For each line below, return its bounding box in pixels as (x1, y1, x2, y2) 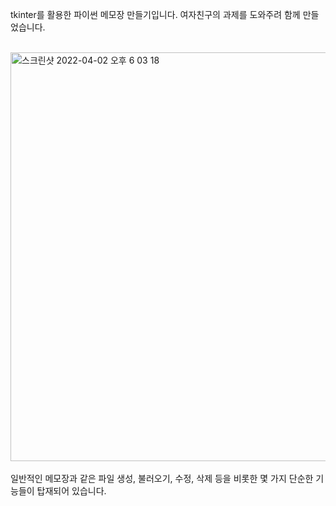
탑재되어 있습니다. (36, 485, 107, 497)
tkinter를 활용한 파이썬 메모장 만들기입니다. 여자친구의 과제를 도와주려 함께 (10, 9, 301, 20)
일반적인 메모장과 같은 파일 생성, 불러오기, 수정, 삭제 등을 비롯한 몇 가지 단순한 (10, 473, 314, 484)
